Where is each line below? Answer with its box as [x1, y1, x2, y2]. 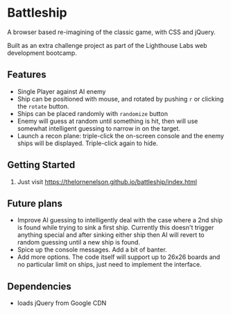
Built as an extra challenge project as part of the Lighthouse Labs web [7, 41, 207, 49]
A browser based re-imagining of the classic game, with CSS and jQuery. [7, 28, 216, 36]
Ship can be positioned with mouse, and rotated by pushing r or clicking [17, 94, 224, 103]
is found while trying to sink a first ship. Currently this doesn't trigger [17, 224, 214, 232]
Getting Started [7, 159, 76, 171]
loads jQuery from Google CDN [17, 299, 107, 307]
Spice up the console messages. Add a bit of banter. [17, 245, 168, 254]
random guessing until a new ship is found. [17, 238, 141, 247]
